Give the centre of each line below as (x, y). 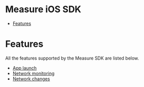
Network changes (31, 79)
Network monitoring (33, 73)
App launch (25, 68)
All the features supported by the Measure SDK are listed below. (72, 58)
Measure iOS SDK (43, 9)
